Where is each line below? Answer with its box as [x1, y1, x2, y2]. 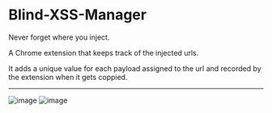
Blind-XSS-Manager [8, 6, 147, 24]
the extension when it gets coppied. [8, 72, 128, 82]
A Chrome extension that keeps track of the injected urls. [8, 48, 199, 57]
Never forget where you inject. [8, 32, 110, 42]
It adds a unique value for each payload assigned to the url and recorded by [8, 63, 261, 73]
